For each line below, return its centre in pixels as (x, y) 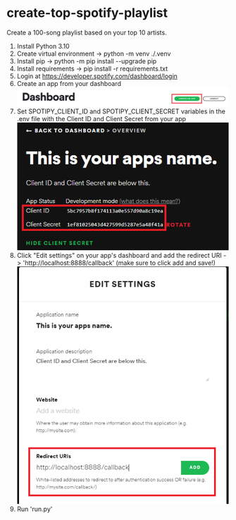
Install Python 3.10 (43, 46)
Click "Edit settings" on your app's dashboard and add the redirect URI (119, 255)
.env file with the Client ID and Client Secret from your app (101, 119)
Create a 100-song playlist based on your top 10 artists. (87, 32)
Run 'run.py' (35, 509)
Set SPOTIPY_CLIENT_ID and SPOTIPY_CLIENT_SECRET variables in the (121, 111)
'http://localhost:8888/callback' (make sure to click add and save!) (119, 263)
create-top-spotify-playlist (87, 13)
